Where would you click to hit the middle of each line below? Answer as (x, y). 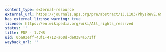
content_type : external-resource (40, 10)
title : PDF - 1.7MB (25, 33)
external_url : (20, 14)
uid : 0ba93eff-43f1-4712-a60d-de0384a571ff (51, 38)
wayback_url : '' (22, 42)
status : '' (16, 28)
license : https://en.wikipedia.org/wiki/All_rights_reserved (69, 24)
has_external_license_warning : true (43, 19)
